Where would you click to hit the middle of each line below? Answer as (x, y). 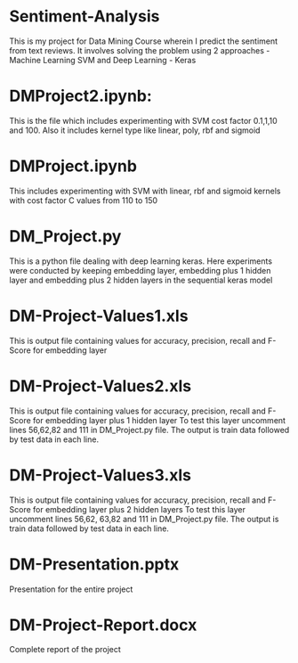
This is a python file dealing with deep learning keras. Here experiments (141, 261)
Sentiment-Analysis (85, 16)
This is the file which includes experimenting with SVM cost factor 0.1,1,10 (143, 120)
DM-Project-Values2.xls (101, 386)
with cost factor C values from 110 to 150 (84, 200)
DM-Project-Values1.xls (99, 316)
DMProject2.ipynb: (81, 96)
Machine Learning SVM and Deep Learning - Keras (103, 60)
